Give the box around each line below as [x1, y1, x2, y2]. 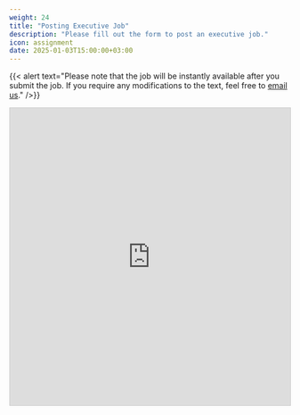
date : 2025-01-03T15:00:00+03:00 [9, 46, 134, 55]
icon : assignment [9, 37, 74, 47]
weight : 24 [9, 12, 50, 22]
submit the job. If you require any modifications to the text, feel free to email [9, 80, 288, 91]
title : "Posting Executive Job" [9, 21, 129, 30]
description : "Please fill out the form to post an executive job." [9, 29, 269, 38]
